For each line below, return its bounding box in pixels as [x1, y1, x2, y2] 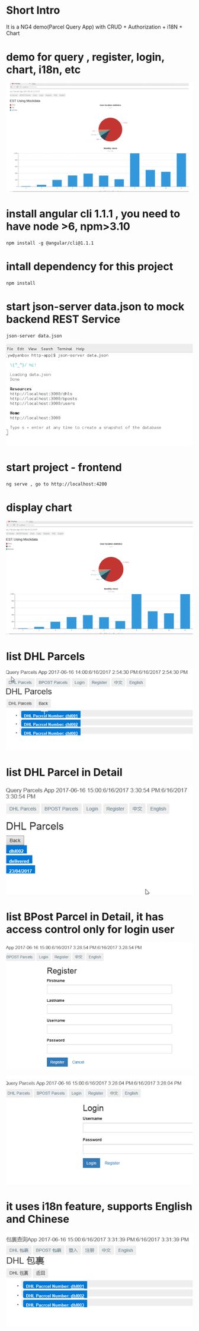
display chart [6, 501, 72, 515]
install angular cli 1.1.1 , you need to [6, 207, 181, 220]
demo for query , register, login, [6, 51, 165, 64]
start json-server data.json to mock [6, 300, 185, 314]
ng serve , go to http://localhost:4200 [6, 481, 108, 487]
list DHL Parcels [6, 649, 85, 663]
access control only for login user [6, 922, 175, 936]
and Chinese [6, 1212, 70, 1226]
